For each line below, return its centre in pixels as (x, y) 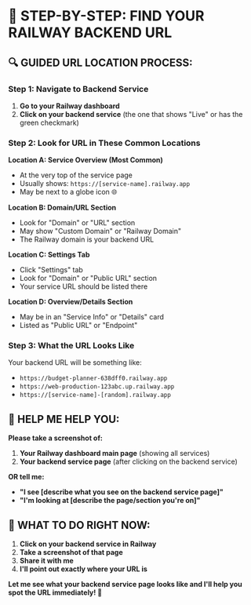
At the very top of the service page (76, 175)
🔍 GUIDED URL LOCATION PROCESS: (101, 62)
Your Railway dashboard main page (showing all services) (115, 454)
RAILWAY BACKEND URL (90, 33)
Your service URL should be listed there (84, 286)
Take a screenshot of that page (71, 552)
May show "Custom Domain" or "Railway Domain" (100, 231)
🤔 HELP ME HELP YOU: (64, 419)
